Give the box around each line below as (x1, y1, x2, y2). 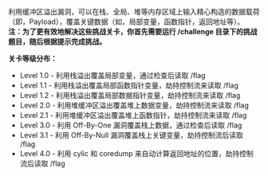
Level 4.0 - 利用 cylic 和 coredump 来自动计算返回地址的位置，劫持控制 (19, 149, 254, 158)
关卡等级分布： (8, 54, 57, 63)
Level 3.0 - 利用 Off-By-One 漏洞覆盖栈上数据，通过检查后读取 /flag (19, 120, 242, 130)
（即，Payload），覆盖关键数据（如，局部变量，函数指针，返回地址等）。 (8, 17, 245, 26)
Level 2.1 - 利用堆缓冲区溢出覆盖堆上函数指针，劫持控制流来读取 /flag (19, 111, 247, 119)
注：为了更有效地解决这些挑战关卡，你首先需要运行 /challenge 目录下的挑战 (8, 27, 258, 36)
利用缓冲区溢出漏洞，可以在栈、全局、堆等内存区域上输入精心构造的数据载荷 (8, 7, 260, 16)
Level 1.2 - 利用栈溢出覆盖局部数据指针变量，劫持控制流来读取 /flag (19, 91, 241, 100)
